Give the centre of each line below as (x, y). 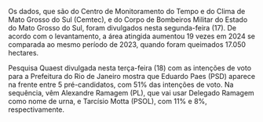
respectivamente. (37, 109)
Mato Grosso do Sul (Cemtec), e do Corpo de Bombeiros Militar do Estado (128, 20)
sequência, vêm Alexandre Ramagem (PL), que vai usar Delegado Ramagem (131, 93)
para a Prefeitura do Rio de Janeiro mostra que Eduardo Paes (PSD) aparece (132, 76)
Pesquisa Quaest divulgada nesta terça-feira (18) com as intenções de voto (130, 68)
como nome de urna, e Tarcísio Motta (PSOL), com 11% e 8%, (108, 101)
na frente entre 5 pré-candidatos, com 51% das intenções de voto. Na (121, 84)
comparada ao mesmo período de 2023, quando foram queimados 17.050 (127, 45)
